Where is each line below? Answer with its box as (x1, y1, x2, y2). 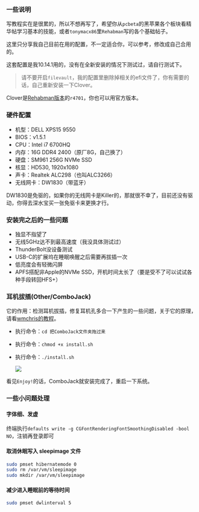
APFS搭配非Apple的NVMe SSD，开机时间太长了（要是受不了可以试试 (14, 268, 188, 276)
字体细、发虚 (6, 410, 38, 418)
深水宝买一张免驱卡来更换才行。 (32, 199, 112, 206)
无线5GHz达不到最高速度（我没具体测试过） (14, 238, 125, 245)
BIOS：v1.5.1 (14, 133, 46, 140)
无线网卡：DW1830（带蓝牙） (14, 178, 89, 186)
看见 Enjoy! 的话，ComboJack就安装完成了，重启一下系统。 (6, 378, 153, 385)
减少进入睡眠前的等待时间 (6, 486, 70, 493)
